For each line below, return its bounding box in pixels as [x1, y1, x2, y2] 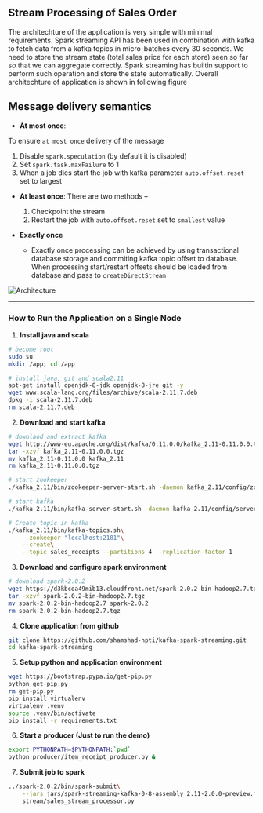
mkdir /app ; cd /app [8, 360, 76, 368]
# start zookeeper [8, 476, 68, 484]
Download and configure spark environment [19, 563, 167, 572]
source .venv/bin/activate [8, 709, 96, 717]
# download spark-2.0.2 [8, 578, 86, 585]
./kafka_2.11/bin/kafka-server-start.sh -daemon [8, 505, 170, 512]
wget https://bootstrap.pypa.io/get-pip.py [8, 673, 153, 681]
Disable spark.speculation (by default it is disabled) [19, 151, 188, 160]
